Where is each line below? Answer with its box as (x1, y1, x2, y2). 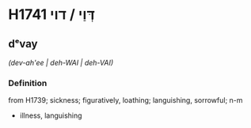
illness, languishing (19, 111, 82, 120)
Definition (8, 77, 48, 88)
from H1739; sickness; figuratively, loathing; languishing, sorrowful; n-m (8, 96, 243, 105)
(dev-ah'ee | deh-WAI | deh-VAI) (8, 58, 114, 67)
